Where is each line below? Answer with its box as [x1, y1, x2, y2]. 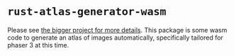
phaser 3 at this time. [7, 40, 69, 49]
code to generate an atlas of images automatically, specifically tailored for [7, 33, 223, 42]
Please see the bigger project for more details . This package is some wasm [7, 26, 228, 34]
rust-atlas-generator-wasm [7, 5, 167, 18]
